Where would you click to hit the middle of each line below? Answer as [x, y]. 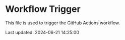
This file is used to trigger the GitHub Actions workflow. [62, 23]
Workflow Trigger [43, 9]
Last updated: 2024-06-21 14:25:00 [42, 32]
